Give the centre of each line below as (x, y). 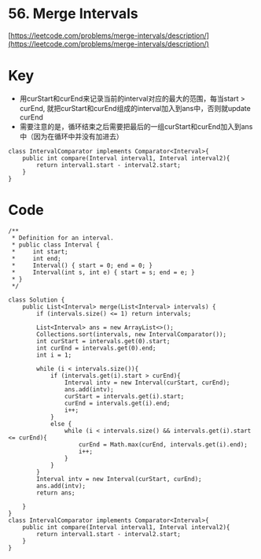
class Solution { (37, 300)
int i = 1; (54, 355)
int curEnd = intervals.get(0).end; (96, 348)
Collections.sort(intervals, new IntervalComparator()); (131, 334)
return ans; (56, 493)
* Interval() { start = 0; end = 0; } (82, 265)
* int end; (36, 258)
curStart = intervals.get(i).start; (124, 396)
